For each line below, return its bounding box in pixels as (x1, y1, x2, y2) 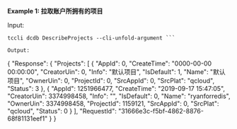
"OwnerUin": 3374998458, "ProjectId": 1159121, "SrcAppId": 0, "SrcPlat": (7, 99, 219, 108)
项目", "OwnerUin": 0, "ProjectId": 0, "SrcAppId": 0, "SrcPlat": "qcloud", (7, 77, 214, 85)
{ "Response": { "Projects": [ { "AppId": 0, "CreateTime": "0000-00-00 (7, 59, 212, 68)
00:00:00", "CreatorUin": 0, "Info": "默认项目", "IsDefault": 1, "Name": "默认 (7, 68, 226, 76)
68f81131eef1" (7, 114, 48, 123)
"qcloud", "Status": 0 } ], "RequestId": (7, 107, 117, 115)
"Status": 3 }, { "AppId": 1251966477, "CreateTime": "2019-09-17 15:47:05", (7, 85, 225, 92)
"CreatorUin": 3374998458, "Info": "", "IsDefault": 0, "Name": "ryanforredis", (7, 92, 231, 100)
